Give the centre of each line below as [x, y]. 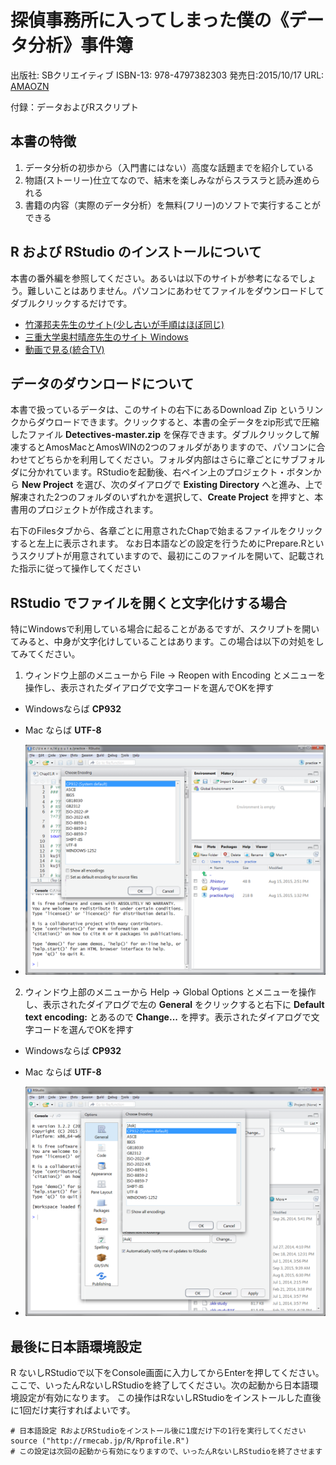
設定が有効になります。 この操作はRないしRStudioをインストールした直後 [170, 1398]
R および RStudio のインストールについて [136, 252]
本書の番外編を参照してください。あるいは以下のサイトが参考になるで [155, 278]
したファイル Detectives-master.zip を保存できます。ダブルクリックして [161, 435]
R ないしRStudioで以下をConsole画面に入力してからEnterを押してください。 [167, 1373]
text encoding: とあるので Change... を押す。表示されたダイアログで [168, 1017]
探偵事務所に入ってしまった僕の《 [150, 20]
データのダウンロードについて [102, 383]
